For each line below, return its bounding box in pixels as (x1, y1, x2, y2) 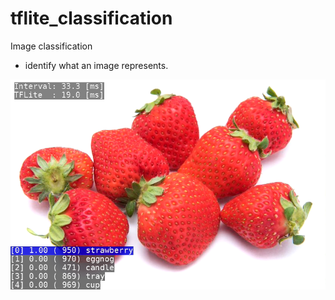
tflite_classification (10, 7, 173, 30)
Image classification (10, 40, 93, 52)
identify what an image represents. (24, 59, 169, 71)
